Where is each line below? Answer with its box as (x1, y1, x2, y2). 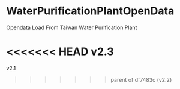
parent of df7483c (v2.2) (110, 76, 172, 83)
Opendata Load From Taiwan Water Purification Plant (6, 24, 137, 31)
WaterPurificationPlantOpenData (6, 4, 175, 18)
